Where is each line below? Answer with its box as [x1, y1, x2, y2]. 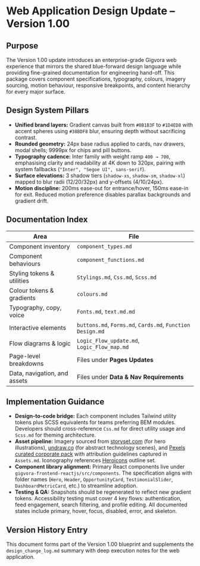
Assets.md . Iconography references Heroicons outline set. [14, 457, 157, 464]
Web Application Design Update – [6, 4, 176, 18]
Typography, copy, [9, 303, 62, 311]
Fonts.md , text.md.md [77, 307, 135, 316]
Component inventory [9, 242, 70, 250]
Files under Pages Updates [77, 355, 154, 364]
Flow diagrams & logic [9, 339, 71, 347]
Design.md [77, 328, 105, 335]
